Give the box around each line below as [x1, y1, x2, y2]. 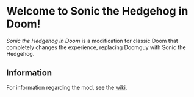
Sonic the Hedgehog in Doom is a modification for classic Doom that [6, 37, 178, 44]
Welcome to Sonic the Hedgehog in [6, 4, 189, 18]
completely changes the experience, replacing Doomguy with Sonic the [6, 44, 186, 51]
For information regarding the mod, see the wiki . [6, 84, 128, 91]
